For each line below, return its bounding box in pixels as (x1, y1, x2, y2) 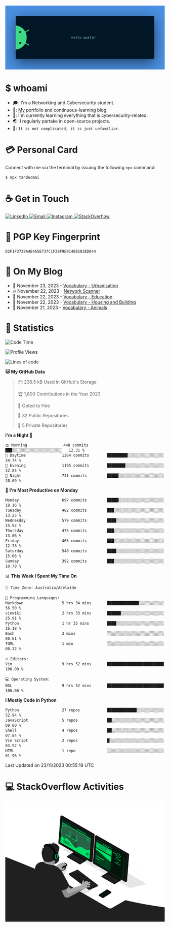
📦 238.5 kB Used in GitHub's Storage (17, 379, 97, 385)
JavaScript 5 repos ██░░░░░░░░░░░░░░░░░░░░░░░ (5, 718, 164, 723)
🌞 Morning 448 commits (5, 443, 89, 448)
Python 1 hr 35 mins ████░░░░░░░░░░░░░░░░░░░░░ (5, 621, 164, 626)
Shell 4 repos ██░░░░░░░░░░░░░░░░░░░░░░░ (5, 728, 164, 733)
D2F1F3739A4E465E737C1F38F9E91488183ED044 (5, 249, 96, 254)
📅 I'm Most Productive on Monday (5, 487, 78, 493)
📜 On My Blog (5, 266, 63, 277)
